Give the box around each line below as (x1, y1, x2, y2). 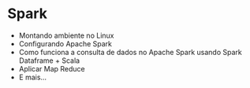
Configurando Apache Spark (18, 38, 112, 48)
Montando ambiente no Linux (18, 31, 114, 40)
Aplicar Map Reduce (18, 64, 86, 73)
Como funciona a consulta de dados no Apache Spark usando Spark (18, 47, 242, 57)
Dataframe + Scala (18, 56, 80, 65)
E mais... (18, 72, 47, 82)
